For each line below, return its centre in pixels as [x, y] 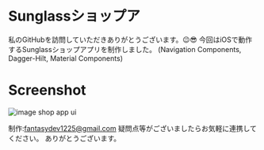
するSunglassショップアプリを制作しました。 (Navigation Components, [125, 49]
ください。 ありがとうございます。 [65, 138]
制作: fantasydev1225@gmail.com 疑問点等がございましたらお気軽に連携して [133, 128]
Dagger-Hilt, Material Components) [65, 58]
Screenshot [47, 90]
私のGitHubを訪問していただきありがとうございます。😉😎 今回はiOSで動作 [130, 39]
